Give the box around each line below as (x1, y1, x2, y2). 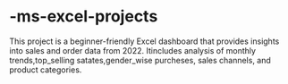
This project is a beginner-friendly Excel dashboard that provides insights (9, 36, 280, 46)
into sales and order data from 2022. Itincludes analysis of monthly (9, 45, 257, 55)
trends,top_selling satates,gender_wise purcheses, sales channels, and (9, 55, 271, 65)
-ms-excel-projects (9, 6, 158, 27)
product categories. (9, 64, 82, 75)
